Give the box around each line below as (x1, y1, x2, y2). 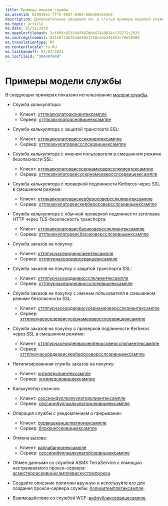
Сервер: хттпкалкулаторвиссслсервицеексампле (19, 141, 126, 147)
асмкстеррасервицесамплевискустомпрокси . (12, 470, 111, 476)
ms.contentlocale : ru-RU (5, 44, 57, 49)
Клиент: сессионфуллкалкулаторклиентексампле (19, 395, 126, 401)
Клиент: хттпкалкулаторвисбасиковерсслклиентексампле (19, 226, 145, 232)
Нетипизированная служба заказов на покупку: (12, 361, 115, 367)
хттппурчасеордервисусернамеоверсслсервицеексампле (19, 316, 146, 322)
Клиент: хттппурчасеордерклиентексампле (19, 250, 113, 256)
